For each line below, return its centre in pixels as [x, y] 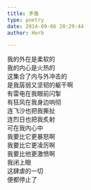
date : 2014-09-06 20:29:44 [45, 26]
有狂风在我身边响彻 [34, 102]
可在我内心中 [25, 128]
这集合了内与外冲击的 [37, 76]
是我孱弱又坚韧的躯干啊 [40, 85]
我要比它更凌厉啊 [31, 145]
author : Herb [26, 33]
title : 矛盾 [23, 13]
